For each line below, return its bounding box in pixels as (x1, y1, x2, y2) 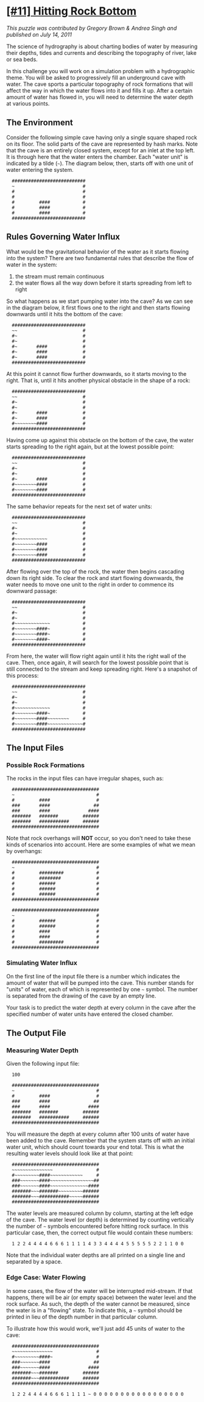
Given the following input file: (6, 1060, 80, 1067)
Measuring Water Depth (6, 1046, 79, 1055)
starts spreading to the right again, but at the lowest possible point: (6, 443, 175, 450)
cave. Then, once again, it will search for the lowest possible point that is (6, 659, 189, 666)
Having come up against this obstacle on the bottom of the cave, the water (6, 436, 194, 444)
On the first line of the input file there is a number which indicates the (6, 972, 180, 980)
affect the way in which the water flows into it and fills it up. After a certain (6, 87, 193, 94)
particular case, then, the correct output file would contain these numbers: (6, 1229, 194, 1236)
